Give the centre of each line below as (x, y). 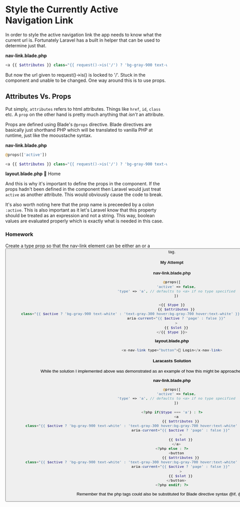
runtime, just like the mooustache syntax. (49, 135)
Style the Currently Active (62, 10)
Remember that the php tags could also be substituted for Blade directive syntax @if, (157, 494)
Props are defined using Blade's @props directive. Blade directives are (78, 124)
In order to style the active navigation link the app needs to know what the (83, 34)
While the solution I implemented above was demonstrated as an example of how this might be (130, 371)
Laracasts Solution (172, 361)
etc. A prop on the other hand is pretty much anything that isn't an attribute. (85, 114)
